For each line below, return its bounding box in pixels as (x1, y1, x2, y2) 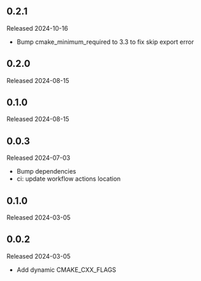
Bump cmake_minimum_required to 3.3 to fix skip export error (16, 38, 194, 46)
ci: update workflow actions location (16, 174, 121, 183)
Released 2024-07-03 (6, 153, 71, 162)
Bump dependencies (16, 167, 77, 176)
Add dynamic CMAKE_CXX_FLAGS (16, 265, 116, 274)
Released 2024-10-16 (6, 24, 69, 32)
